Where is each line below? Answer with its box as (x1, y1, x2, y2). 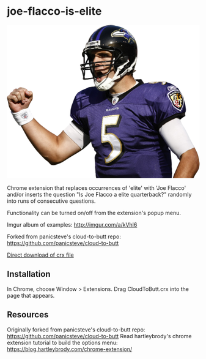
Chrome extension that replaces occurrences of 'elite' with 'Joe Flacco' (7, 184, 186, 192)
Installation (7, 269, 51, 279)
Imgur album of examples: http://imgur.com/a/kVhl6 (7, 221, 138, 229)
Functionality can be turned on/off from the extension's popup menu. (7, 210, 182, 217)
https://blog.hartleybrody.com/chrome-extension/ (7, 345, 133, 353)
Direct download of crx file (7, 251, 74, 259)
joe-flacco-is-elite (7, 4, 102, 18)
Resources (7, 309, 49, 320)
